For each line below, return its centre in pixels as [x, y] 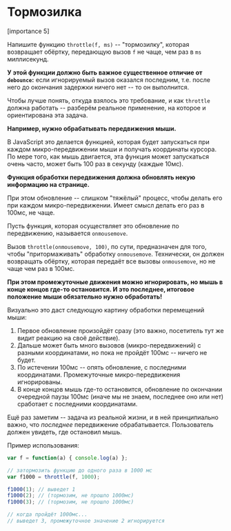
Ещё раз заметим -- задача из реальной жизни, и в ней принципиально [113, 417]
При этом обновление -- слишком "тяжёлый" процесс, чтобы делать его [115, 198]
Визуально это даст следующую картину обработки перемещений [106, 310]
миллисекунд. [28, 59]
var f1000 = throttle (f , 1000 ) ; [53, 477]
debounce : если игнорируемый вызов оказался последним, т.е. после [109, 79]
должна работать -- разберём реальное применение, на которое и [107, 108]
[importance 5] [28, 31]
